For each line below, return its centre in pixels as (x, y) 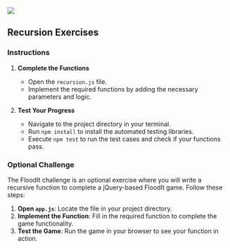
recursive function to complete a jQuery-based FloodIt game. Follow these (115, 187)
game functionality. (45, 223)
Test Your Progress (46, 110)
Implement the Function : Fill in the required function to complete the (117, 216)
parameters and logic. (60, 97)
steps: (16, 194)
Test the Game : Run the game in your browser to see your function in (118, 231)
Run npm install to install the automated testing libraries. (111, 131)
